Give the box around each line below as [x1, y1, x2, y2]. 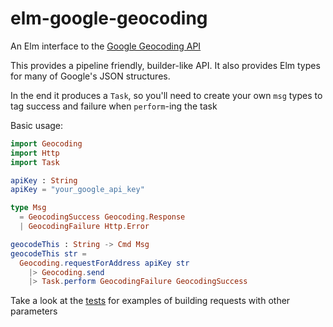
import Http [10, 148, 60, 158]
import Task [10, 157, 60, 167]
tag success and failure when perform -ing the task [10, 100, 218, 112]
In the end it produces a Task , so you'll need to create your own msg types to [10, 89, 323, 101]
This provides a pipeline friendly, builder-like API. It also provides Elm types [10, 59, 321, 71]
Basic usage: [10, 119, 64, 131]
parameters [10, 305, 58, 317]
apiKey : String [10, 175, 78, 186]
